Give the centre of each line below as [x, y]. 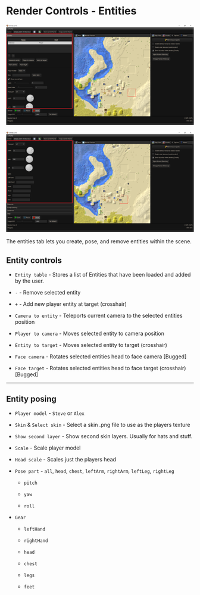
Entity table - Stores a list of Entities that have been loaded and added [103, 275]
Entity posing [31, 399]
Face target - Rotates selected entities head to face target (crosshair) [100, 368]
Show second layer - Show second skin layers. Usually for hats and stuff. [104, 436]
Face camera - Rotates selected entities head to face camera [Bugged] [101, 357]
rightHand [36, 541]
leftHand [35, 529]
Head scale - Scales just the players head [65, 459]
